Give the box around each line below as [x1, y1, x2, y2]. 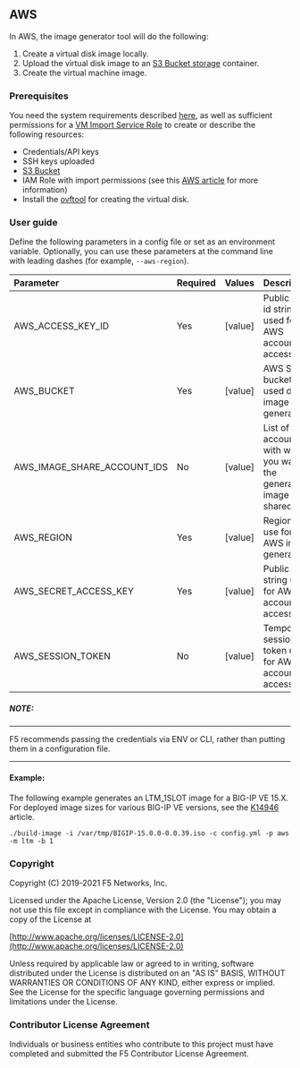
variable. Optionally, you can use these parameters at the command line [9, 246, 274, 257]
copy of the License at [9, 913, 92, 925]
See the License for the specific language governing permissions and [9, 987, 265, 997]
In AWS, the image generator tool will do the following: [9, 30, 209, 41]
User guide [9, 217, 58, 229]
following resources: [9, 129, 85, 140]
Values [224, 277, 254, 289]
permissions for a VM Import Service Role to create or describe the [9, 120, 256, 131]
